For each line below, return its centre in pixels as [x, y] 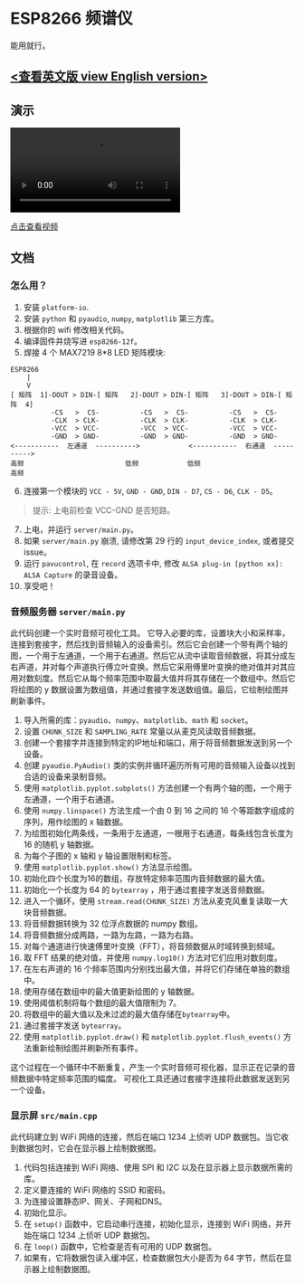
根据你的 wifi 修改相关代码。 [76, 329]
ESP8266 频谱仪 [72, 19]
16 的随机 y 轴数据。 [61, 845]
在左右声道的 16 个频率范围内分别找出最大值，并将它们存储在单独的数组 [157, 969]
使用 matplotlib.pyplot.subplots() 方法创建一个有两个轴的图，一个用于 [158, 788]
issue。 [38, 552]
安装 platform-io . [56, 307]
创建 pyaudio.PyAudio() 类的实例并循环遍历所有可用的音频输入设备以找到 [159, 765]
